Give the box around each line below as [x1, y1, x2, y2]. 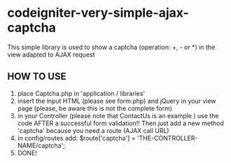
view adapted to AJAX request [7, 50, 96, 59]
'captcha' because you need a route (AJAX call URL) [17, 126, 169, 134]
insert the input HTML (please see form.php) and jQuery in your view [17, 97, 216, 105]
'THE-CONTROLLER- [136, 134, 198, 142]
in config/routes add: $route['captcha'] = [17, 134, 136, 142]
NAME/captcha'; [17, 141, 65, 150]
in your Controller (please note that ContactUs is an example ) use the [17, 111, 219, 120]
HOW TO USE [7, 71, 66, 83]
